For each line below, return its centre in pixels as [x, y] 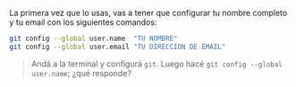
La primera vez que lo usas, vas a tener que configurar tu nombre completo [148, 13]
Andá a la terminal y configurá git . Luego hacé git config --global [157, 63]
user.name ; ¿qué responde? [81, 73]
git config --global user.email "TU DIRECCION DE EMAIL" [118, 47]
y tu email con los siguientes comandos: [83, 22]
